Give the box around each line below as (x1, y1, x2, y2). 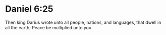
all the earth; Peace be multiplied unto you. (5, 24, 93, 30)
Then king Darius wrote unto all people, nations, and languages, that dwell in (5, 19, 162, 25)
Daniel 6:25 (5, 3, 54, 15)
